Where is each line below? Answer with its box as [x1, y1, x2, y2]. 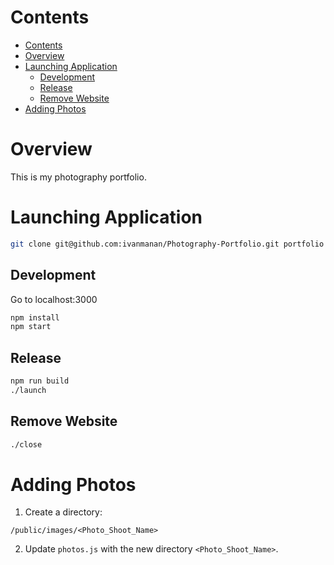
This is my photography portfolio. [10, 171, 147, 183]
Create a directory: [24, 506, 103, 518]
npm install [10, 312, 60, 323]
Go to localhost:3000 [10, 293, 98, 305]
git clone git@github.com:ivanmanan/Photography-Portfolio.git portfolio [10, 239, 325, 249]
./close [10, 439, 43, 450]
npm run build [10, 376, 70, 386]
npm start [10, 322, 52, 332]
